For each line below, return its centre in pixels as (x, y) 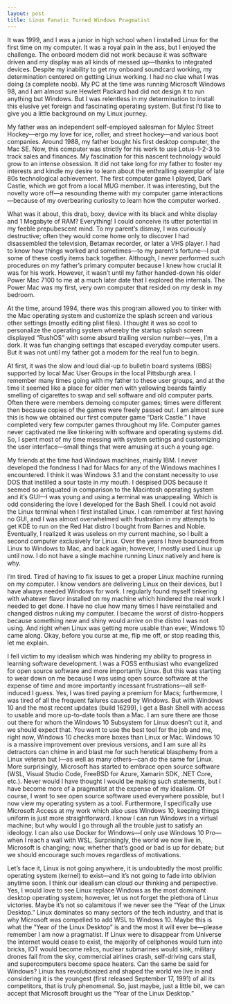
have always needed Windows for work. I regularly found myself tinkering (112, 591)
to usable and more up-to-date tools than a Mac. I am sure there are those (113, 715)
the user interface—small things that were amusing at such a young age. (110, 447)
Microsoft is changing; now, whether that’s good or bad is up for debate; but (116, 847)
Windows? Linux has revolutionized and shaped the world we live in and (110, 971)
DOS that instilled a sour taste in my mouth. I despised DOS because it (107, 482)
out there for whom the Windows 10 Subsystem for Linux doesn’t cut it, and (115, 722)
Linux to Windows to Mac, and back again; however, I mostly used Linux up (115, 548)
